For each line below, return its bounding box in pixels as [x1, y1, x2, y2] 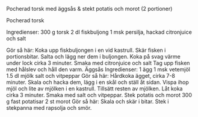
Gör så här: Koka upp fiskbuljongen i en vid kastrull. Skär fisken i [6, 46, 166, 54]
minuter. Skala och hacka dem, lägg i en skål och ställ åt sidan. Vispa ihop [6, 78, 190, 86]
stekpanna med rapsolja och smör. [6, 104, 92, 111]
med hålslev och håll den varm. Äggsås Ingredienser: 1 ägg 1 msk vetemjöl [6, 66, 191, 73]
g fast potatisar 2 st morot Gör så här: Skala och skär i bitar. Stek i [6, 98, 170, 105]
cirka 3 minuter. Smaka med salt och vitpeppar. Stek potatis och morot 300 [6, 92, 193, 98]
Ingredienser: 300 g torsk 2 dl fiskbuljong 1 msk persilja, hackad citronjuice [6, 28, 193, 36]
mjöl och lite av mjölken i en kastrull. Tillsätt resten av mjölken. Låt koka [6, 85, 183, 92]
